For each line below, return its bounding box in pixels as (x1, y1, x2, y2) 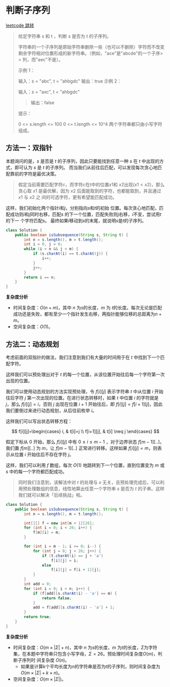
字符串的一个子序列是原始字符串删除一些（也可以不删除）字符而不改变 (18, 44, 165, 50)
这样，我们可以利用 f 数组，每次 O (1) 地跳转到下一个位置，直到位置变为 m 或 (6, 462, 165, 468)
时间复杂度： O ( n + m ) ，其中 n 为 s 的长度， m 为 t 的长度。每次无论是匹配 (13, 305, 162, 311)
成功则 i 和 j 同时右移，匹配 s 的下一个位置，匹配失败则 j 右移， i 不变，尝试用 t (10, 211, 161, 217)
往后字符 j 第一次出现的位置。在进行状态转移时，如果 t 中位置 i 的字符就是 (6, 394, 159, 400)
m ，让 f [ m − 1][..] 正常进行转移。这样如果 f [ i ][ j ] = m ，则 (41, 445, 158, 451)
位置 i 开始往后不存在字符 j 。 (14, 451, 74, 457)
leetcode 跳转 (6, 22, 34, 28)
